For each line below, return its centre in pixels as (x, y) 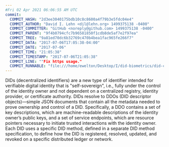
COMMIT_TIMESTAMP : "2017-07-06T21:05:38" (54, 57)
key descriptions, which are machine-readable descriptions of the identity (82, 113)
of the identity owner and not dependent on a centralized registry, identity (82, 91)
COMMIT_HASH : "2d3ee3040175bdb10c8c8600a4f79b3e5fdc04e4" (72, 19)
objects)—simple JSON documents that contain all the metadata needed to (83, 102)
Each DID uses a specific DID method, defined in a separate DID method (80, 128)
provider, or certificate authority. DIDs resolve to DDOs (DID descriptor (78, 97)
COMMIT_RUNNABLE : (28, 66)
